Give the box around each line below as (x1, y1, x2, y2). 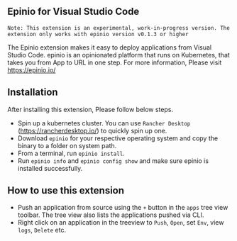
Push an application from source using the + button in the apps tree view (17, 203, 228, 212)
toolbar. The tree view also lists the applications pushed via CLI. (17, 211, 204, 219)
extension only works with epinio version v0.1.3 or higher (7, 30, 189, 38)
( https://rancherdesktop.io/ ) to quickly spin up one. (17, 126, 167, 135)
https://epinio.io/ (7, 65, 56, 74)
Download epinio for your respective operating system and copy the (17, 134, 219, 142)
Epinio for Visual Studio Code (7, 6, 140, 18)
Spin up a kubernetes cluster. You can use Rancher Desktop (17, 118, 191, 127)
